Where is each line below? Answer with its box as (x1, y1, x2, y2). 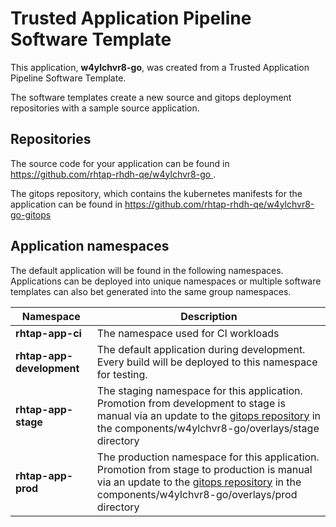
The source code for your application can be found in (10, 157, 230, 169)
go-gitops (10, 208, 52, 221)
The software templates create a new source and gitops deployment (10, 91, 292, 103)
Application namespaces (10, 238, 170, 255)
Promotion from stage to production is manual (96, 462, 313, 476)
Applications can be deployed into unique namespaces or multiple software (10, 275, 322, 287)
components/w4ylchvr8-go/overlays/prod (96, 487, 298, 501)
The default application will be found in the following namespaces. (10, 264, 284, 276)
